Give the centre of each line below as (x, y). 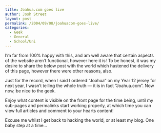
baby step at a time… (26, 125)
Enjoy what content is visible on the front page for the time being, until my (79, 100)
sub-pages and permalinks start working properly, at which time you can (78, 105)
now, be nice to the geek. (30, 90)
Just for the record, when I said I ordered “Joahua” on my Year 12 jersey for (80, 80)
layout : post (18, 19)
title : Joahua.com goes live (35, 10)
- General (19, 37)
